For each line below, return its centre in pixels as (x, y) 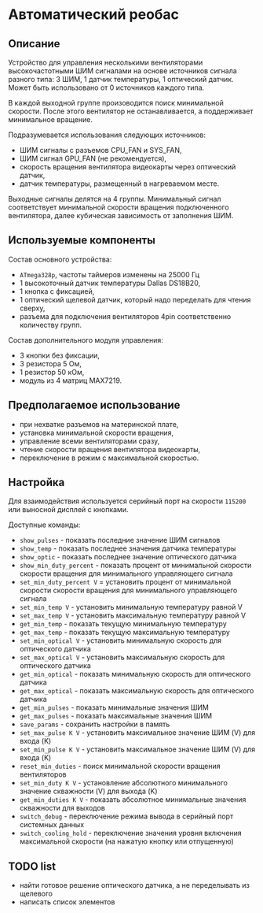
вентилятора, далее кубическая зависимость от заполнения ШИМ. (121, 215)
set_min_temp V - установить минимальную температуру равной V (131, 607)
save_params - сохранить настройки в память (95, 724)
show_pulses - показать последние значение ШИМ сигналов (120, 540)
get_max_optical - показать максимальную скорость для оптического (137, 691)
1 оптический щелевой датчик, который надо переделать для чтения (135, 299)
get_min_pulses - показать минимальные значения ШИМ (114, 707)
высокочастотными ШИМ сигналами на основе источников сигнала (122, 71)
